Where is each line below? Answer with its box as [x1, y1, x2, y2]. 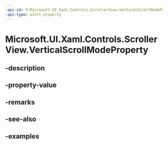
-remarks [5, 98, 35, 106]
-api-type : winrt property [5, 12, 61, 17]
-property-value [5, 81, 57, 89]
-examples [5, 132, 39, 140]
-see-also [5, 115, 36, 123]
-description [5, 64, 45, 72]
